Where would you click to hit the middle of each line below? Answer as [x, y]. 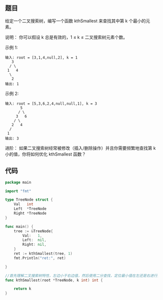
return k [23, 289]
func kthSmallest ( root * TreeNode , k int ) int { [54, 280]
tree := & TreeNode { [33, 231]
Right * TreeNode [30, 213]
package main [18, 182]
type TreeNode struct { [29, 200]
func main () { [19, 226]
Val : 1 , [32, 236]
